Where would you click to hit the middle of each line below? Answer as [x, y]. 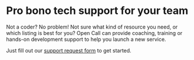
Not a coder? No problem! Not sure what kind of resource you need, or [92, 27]
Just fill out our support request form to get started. [69, 50]
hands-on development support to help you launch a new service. [86, 39]
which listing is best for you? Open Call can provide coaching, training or [94, 33]
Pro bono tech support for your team [97, 11]
